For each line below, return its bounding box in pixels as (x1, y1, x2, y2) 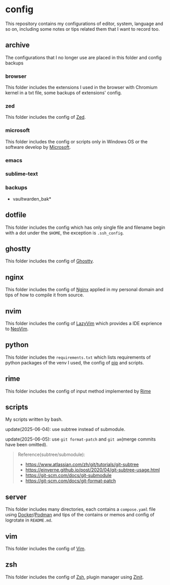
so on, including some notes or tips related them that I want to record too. (5, 26, 160, 32)
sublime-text (5, 170, 38, 178)
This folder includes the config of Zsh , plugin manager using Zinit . (5, 574, 144, 580)
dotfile (5, 211, 27, 220)
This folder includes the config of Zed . (5, 114, 86, 120)
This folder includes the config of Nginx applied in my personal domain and (5, 287, 164, 293)
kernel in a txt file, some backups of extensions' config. (5, 90, 122, 96)
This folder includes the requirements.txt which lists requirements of (5, 354, 151, 360)
